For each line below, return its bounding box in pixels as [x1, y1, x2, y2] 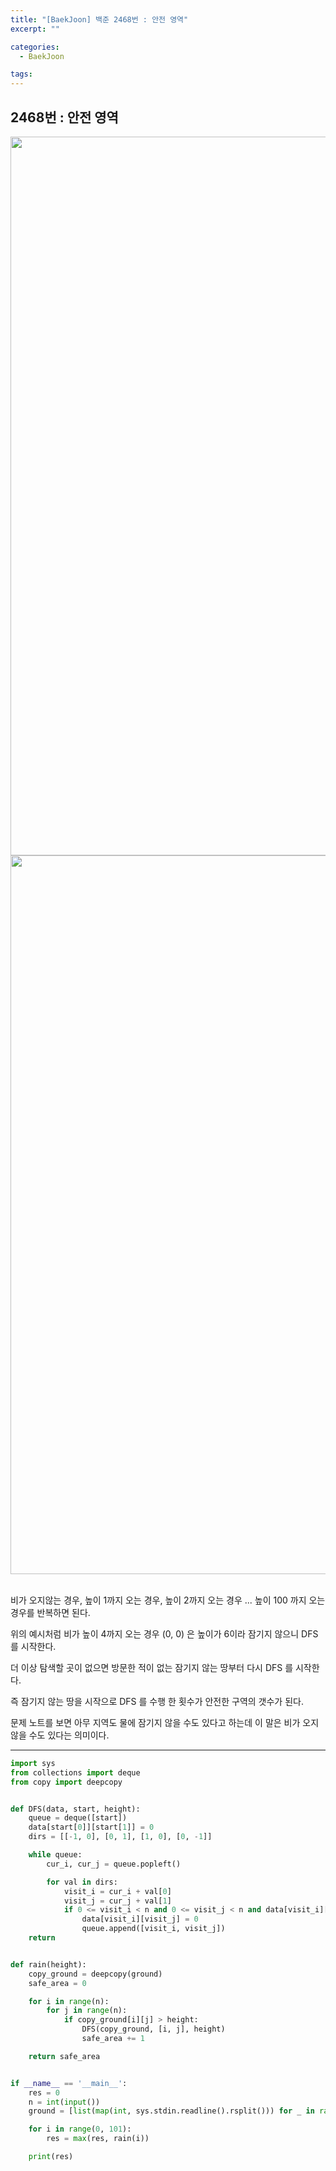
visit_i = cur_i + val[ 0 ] [63, 1886, 172, 1896]
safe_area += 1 [81, 2034, 145, 2044]
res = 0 [28, 2087, 60, 2098]
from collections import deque [10, 1767, 141, 1778]
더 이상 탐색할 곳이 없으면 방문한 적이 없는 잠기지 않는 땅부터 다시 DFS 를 [10, 1661, 294, 1673]
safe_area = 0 [28, 1978, 87, 1988]
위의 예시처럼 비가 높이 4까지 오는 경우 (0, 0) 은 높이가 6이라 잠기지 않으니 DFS [10, 1627, 319, 1640]
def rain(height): [10, 1959, 87, 1970]
